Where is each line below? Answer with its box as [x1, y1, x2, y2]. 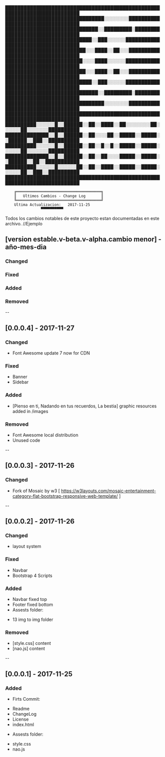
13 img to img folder [12, 616, 53, 622]
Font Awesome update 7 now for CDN [12, 350, 90, 356]
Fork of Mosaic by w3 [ [12, 488, 60, 494]
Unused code [12, 437, 40, 443]
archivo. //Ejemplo [5, 221, 43, 226]
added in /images [12, 408, 48, 414]
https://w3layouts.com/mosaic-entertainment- [61, 488, 156, 494]
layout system [12, 544, 41, 550]
